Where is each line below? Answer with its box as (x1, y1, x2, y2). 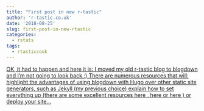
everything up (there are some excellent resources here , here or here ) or (6, 91, 192, 98)
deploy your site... (6, 98, 52, 105)
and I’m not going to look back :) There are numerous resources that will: (6, 71, 189, 79)
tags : (6, 43, 20, 49)
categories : (6, 32, 37, 38)
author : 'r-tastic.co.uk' (6, 15, 72, 21)
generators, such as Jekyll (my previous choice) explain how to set (6, 85, 174, 92)
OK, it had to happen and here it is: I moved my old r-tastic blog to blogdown (6, 65, 198, 73)
